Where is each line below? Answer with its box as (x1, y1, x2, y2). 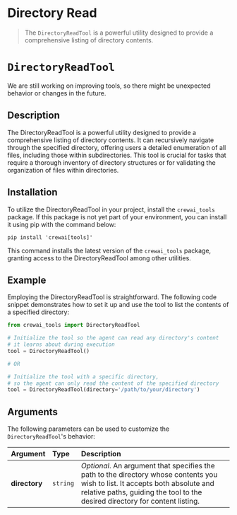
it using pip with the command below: (7, 220, 116, 228)
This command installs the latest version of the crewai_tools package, (7, 246, 212, 255)
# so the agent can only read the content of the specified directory (7, 380, 219, 387)
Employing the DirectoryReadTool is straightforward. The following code (7, 293, 217, 301)
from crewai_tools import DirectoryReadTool (7, 322, 140, 329)
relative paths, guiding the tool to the (80, 487, 202, 497)
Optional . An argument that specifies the (80, 461, 215, 471)
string (52, 480, 75, 487)
